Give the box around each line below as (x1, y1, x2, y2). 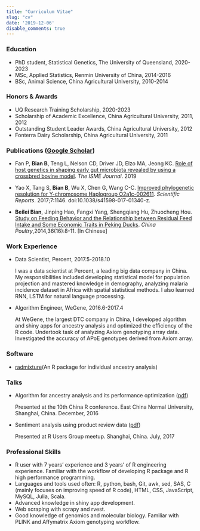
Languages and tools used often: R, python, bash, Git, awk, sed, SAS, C (14, 480, 191, 487)
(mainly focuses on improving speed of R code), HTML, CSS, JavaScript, (14, 487, 194, 494)
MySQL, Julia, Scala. (14, 493, 66, 500)
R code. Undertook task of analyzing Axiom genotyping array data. (14, 329, 180, 336)
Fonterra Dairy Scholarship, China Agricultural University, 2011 (14, 131, 168, 138)
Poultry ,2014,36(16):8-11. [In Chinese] (14, 227, 107, 234)
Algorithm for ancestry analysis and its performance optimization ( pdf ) (14, 392, 189, 399)
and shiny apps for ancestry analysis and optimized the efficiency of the (14, 322, 193, 329)
